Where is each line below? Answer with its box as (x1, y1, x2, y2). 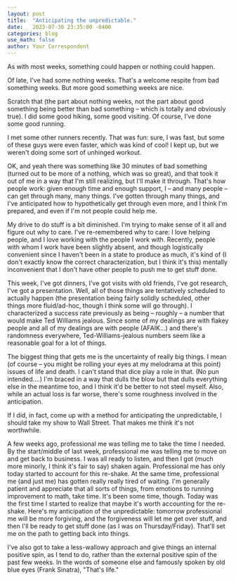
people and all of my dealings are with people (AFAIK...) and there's (7, 324, 202, 332)
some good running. (7, 120, 66, 127)
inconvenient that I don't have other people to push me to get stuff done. (7, 265, 218, 273)
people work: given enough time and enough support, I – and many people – (7, 185, 228, 192)
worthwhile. (7, 426, 41, 434)
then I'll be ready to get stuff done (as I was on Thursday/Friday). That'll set (7, 522, 226, 530)
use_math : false (7, 37, 55, 44)
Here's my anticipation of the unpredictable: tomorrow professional (27, 507, 223, 515)
